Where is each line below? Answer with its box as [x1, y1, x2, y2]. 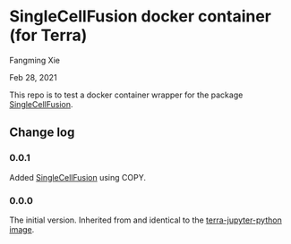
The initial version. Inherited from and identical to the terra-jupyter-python [9, 215, 282, 225]
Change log [9, 125, 75, 140]
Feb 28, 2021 [9, 72, 57, 82]
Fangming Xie [9, 55, 61, 65]
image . [9, 223, 35, 234]
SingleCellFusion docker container [9, 6, 271, 27]
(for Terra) [9, 25, 88, 46]
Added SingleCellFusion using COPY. [9, 172, 146, 182]
